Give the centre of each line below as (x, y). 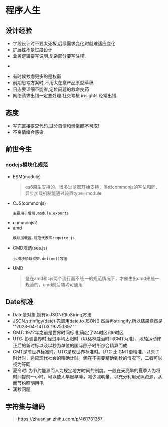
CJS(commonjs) (29, 203)
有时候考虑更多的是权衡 (37, 76)
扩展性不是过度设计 (32, 50)
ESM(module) (27, 176)
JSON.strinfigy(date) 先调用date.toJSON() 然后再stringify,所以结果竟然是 (88, 321)
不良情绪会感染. (29, 132)
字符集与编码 (25, 407)
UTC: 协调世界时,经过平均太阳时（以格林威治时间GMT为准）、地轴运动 (85, 339)
